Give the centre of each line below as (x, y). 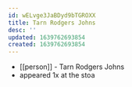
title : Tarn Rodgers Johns (52, 23)
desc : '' (22, 30)
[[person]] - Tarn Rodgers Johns (72, 67)
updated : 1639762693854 (47, 37)
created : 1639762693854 (47, 45)
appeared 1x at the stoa (57, 75)
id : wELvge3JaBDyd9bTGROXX (52, 15)
